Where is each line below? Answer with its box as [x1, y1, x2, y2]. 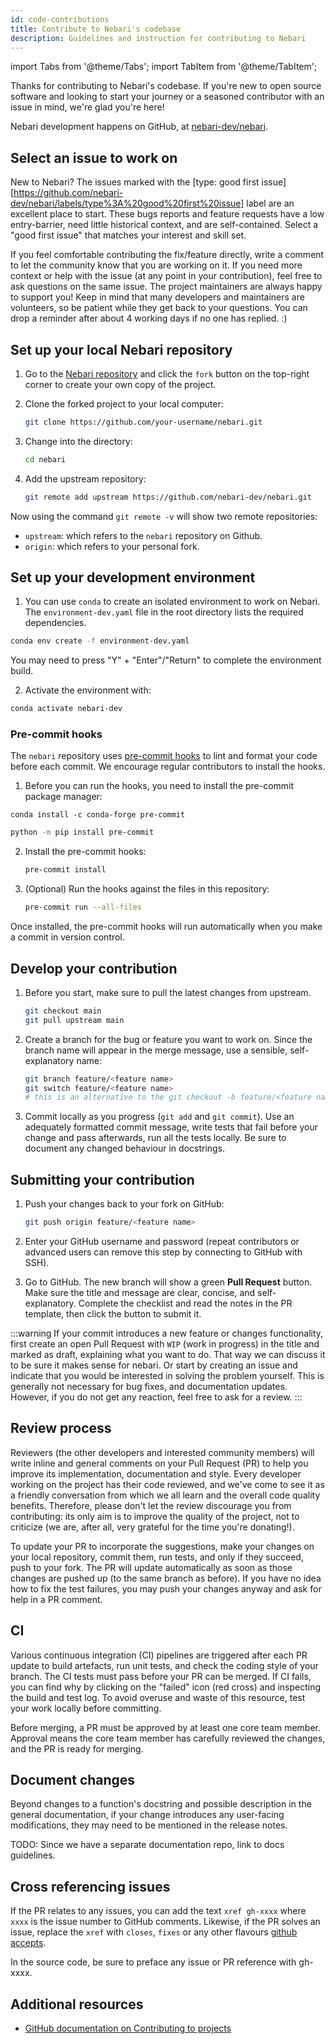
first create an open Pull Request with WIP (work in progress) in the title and [10, 1337, 320, 1350]
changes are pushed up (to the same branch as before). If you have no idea [10, 1572, 322, 1584]
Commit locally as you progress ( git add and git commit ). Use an [24, 1111, 295, 1123]
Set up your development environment [10, 569, 256, 586]
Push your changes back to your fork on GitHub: [24, 1198, 225, 1210]
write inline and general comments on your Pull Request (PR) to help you [10, 1457, 309, 1469]
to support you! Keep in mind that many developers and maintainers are [10, 291, 305, 303]
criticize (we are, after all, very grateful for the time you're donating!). [10, 1521, 295, 1533]
